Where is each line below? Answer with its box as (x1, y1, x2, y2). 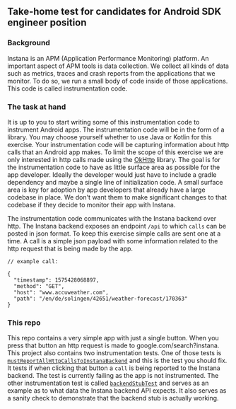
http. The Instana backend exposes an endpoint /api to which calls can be (7, 221, 227, 230)
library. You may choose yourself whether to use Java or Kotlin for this (7, 132, 212, 141)
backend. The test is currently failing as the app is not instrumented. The (7, 371, 219, 380)
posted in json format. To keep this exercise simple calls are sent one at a (7, 229, 221, 238)
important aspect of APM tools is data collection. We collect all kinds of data (7, 62, 230, 70)
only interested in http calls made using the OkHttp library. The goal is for (7, 155, 220, 163)
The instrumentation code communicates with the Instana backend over (7, 214, 217, 222)
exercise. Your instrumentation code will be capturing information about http (7, 140, 230, 149)
